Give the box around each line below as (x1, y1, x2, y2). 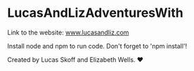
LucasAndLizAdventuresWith (7, 5, 184, 21)
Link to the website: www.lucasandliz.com (7, 28, 129, 37)
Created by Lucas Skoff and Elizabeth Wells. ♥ (7, 55, 144, 64)
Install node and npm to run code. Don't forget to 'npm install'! (7, 41, 188, 50)
